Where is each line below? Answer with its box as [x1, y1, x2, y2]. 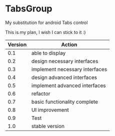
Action [61, 41, 77, 48]
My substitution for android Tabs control [5, 19, 88, 25]
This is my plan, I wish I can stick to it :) [5, 29, 86, 35]
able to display [31, 49, 66, 56]
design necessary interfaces [31, 57, 98, 64]
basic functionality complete [31, 98, 98, 105]
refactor [31, 90, 50, 97]
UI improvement [31, 106, 69, 113]
